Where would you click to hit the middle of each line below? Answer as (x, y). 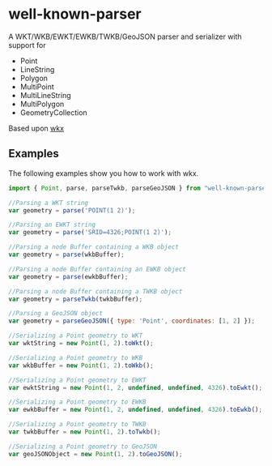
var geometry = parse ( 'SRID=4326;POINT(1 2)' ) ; (90, 233)
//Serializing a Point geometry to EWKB (78, 402)
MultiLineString (45, 95)
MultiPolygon (42, 104)
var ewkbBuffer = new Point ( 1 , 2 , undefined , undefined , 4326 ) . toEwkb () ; (136, 410)
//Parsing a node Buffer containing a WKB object (94, 247)
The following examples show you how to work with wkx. (104, 173)
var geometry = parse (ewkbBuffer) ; (68, 276)
